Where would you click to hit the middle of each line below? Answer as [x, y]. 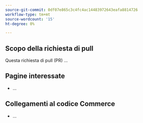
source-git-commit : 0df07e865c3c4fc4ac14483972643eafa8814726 [71, 10]
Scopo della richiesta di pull [49, 48]
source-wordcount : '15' [30, 19]
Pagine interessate [35, 76]
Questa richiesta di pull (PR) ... [37, 60]
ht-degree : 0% [20, 24]
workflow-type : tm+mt [28, 14]
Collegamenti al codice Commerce [60, 104]
